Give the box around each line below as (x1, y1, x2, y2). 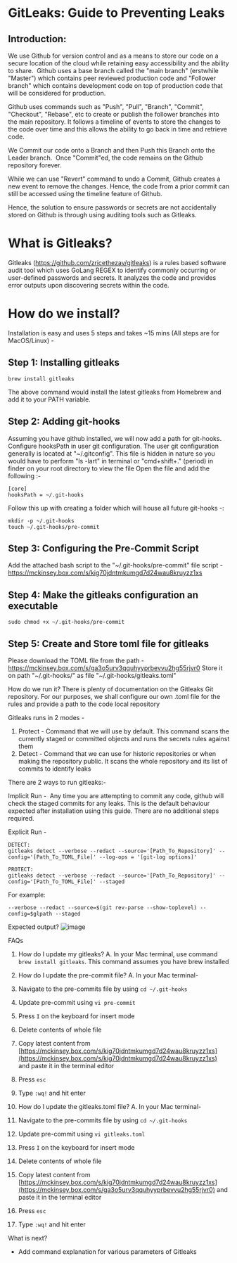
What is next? (8, 1233, 48, 1242)
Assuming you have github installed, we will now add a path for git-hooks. (8, 434, 222, 442)
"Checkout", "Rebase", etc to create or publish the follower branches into (8, 110, 220, 118)
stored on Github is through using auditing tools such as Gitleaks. (8, 211, 197, 219)
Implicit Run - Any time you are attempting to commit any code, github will (8, 791, 224, 800)
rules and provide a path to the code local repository (8, 700, 160, 708)
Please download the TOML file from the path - (8, 656, 145, 665)
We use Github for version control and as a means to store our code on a (8, 51, 219, 60)
